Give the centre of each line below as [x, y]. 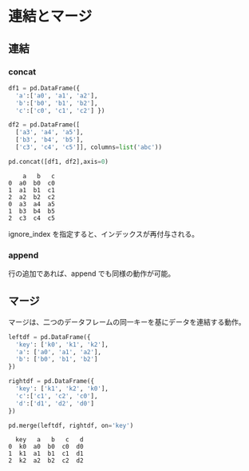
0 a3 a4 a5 [32, 204]
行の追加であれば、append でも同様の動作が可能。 [92, 273]
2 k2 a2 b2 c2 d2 [46, 461]
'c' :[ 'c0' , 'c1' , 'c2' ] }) [60, 110]
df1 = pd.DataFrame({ [44, 88]
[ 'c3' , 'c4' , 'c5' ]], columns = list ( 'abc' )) [89, 147]
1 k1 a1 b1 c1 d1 [46, 454]
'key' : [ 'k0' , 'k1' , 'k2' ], [62, 345]
